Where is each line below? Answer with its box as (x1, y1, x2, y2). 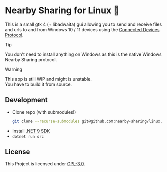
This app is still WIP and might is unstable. (5, 76, 92, 82)
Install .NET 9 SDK (12, 128, 50, 134)
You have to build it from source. (5, 81, 72, 87)
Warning (5, 66, 22, 72)
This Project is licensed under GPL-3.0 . (5, 161, 85, 167)
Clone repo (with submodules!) (12, 109, 76, 115)
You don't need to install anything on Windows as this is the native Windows (5, 51, 162, 57)
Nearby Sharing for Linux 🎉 (5, 5, 120, 16)
